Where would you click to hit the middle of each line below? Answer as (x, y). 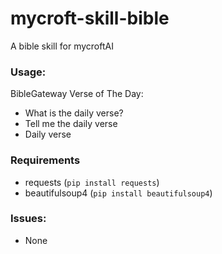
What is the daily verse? (74, 113)
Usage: (28, 72)
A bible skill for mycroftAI (62, 46)
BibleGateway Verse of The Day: (77, 94)
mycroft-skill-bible (90, 18)
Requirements (45, 160)
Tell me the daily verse (71, 124)
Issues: (28, 219)
